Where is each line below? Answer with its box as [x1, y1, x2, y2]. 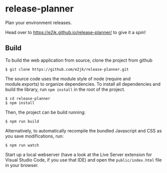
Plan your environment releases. [5, 20, 72, 26]
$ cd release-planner [5, 96, 51, 101]
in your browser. [5, 162, 39, 168]
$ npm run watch [5, 142, 39, 148]
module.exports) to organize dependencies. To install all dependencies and [5, 81, 160, 87]
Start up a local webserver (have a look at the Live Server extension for [5, 151, 152, 157]
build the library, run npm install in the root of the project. [5, 86, 125, 92]
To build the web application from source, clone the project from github [5, 57, 153, 63]
